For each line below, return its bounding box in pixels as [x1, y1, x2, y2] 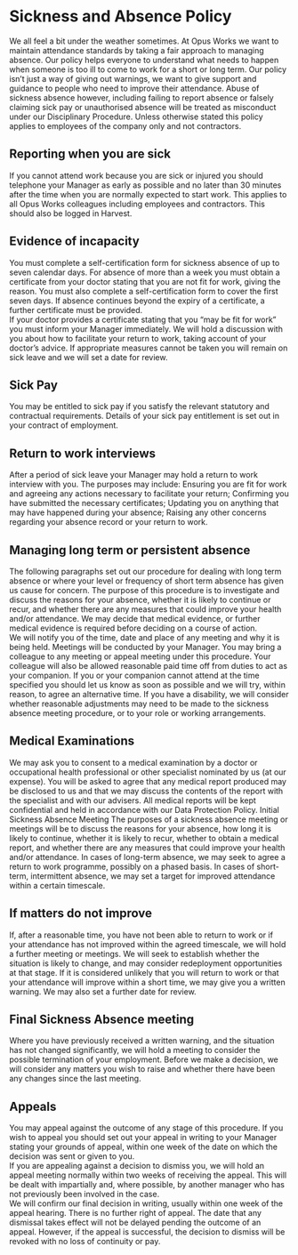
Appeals [9, 1098, 57, 1114]
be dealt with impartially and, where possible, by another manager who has [9, 1179, 285, 1190]
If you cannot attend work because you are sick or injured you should [9, 170, 264, 181]
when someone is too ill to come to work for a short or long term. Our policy [9, 64, 287, 75]
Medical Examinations [9, 734, 135, 749]
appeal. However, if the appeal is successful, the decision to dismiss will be [9, 1227, 286, 1237]
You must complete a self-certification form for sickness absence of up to [9, 257, 280, 268]
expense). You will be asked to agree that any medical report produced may [9, 776, 287, 786]
